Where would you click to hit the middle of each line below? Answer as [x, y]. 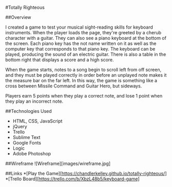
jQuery [20, 126]
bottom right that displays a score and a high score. [60, 60]
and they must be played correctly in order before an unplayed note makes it [86, 75]
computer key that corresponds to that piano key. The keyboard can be [80, 49]
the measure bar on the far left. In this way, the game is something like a [81, 80]
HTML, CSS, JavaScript [38, 121]
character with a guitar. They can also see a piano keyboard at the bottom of [86, 38]
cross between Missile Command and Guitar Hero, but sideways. [74, 86]
